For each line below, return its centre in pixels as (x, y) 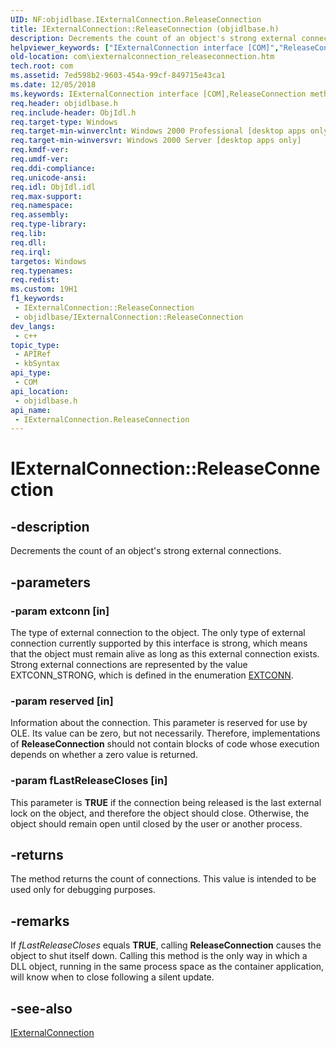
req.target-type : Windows (64, 122)
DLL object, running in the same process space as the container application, (167, 967)
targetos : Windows (48, 261)
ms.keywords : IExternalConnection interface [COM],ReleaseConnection (158, 94)
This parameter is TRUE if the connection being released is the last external (166, 802)
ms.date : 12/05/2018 (53, 85)
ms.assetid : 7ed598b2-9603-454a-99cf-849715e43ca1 (118, 76)
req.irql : (31, 252)
